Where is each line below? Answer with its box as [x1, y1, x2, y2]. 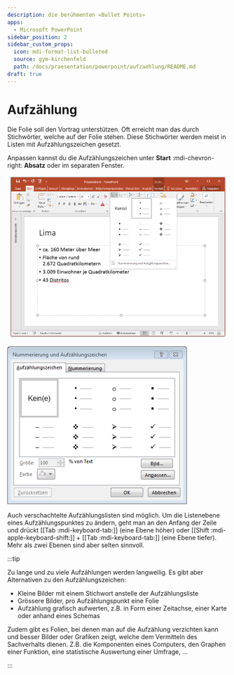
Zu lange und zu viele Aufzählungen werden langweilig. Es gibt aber [7, 568, 204, 576]
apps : [7, 18, 23, 26]
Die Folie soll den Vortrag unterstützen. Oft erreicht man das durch [7, 125, 200, 133]
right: [7, 161, 23, 169]
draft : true [7, 70, 42, 77]
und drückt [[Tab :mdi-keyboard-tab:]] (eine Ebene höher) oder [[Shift [7, 525, 209, 534]
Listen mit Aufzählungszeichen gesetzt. [7, 140, 121, 148]
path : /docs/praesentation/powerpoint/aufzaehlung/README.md [13, 63, 196, 70]
